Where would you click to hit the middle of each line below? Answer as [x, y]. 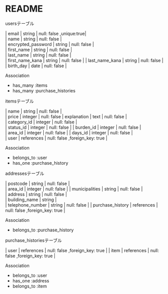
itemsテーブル [20, 101]
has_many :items [30, 85]
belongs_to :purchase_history [43, 230]
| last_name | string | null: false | [38, 55]
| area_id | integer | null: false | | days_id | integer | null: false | [69, 132]
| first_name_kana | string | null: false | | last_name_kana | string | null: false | [84, 60]
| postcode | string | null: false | [37, 183]
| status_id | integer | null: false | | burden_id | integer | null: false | [73, 127]
